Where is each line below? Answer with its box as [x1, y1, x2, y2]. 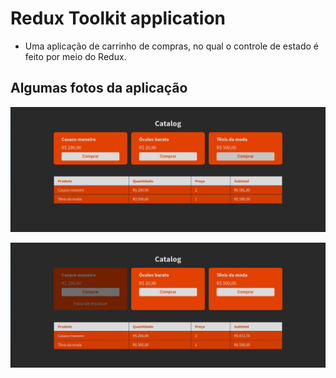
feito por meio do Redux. [24, 50, 127, 62]
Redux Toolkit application [10, 7, 227, 30]
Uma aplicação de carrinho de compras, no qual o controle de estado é [24, 40, 319, 52]
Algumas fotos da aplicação [10, 80, 188, 97]
